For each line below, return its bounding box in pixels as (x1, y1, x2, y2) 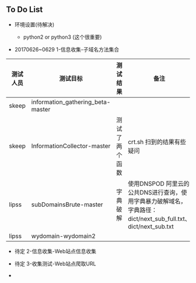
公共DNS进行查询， (128, 188, 182, 196)
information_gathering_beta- (31, 98, 111, 106)
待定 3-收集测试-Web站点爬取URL (14, 260, 96, 267)
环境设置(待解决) (14, 21, 55, 28)
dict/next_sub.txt (128, 222, 174, 230)
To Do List (6, 5, 43, 15)
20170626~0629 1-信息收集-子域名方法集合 (14, 46, 120, 53)
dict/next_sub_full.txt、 (128, 214, 191, 223)
